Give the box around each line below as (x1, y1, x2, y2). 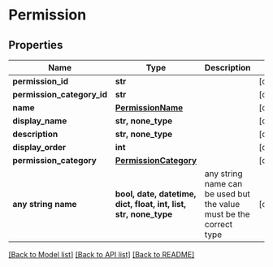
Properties (8, 38, 63, 52)
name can (204, 179, 243, 189)
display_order (12, 142, 67, 153)
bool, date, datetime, (115, 188, 197, 200)
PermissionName (115, 102, 184, 113)
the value (204, 199, 240, 209)
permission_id (12, 75, 69, 87)
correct (204, 219, 233, 230)
